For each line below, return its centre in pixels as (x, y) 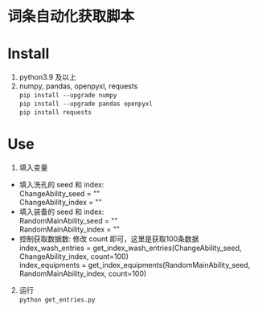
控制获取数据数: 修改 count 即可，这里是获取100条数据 (109, 239)
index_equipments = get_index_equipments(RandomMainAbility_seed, (135, 265)
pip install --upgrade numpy (68, 96)
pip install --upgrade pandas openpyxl (86, 104)
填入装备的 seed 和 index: (61, 212)
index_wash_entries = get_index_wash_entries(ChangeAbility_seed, (130, 248)
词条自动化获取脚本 (71, 16)
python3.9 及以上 (48, 77)
